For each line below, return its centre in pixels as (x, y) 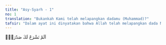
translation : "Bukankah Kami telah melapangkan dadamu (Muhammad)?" (77, 19)
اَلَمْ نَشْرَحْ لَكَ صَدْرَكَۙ (26, 37)
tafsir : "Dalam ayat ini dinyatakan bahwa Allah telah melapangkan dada (82, 23)
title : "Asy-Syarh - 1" (30, 10)
